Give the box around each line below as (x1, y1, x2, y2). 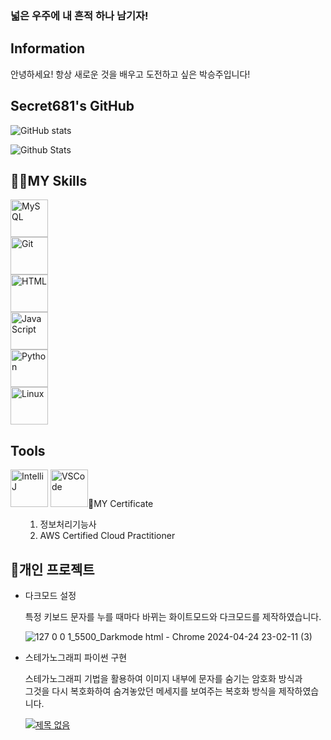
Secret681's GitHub (10, 98, 135, 115)
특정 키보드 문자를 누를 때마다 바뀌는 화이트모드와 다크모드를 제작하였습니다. (24, 610, 322, 622)
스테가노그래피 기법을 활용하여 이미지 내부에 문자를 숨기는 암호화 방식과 (24, 672, 303, 684)
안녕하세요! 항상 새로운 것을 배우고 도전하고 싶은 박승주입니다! (10, 68, 251, 80)
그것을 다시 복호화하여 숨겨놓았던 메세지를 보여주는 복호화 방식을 (24, 685, 277, 697)
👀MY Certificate (87, 498, 154, 510)
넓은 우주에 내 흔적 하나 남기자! (10, 8, 149, 22)
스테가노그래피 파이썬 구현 (24, 651, 128, 663)
